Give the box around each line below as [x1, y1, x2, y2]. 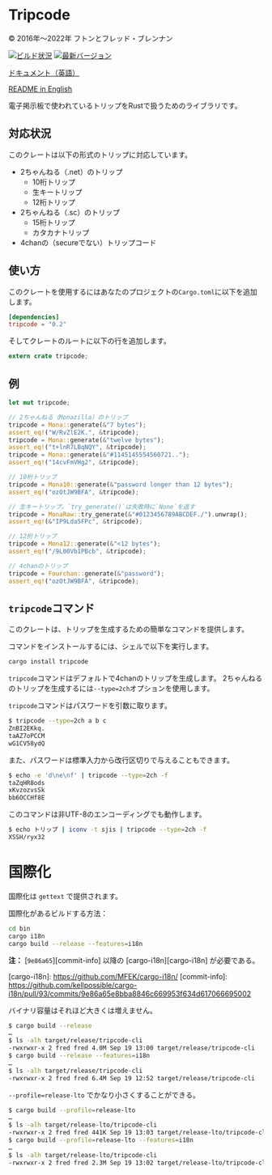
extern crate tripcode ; [8, 352, 89, 361]
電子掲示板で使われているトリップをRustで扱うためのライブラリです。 [8, 100, 242, 110]
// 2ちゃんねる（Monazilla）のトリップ [8, 413, 128, 422]
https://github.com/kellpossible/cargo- [8, 980, 138, 990]
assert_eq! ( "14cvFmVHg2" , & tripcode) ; [8, 459, 139, 467]
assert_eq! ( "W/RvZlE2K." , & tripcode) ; [8, 428, 139, 436]
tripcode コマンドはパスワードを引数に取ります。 [8, 701, 172, 711]
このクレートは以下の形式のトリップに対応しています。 [8, 150, 193, 159]
